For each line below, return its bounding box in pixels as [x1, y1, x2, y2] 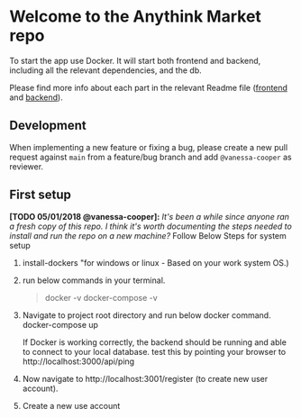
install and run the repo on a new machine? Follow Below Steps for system [9, 230, 287, 241]
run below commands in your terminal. [22, 275, 166, 286]
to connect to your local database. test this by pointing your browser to [22, 346, 287, 357]
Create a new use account [22, 400, 121, 411]
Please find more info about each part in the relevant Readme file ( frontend [9, 82, 288, 93]
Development [9, 118, 87, 133]
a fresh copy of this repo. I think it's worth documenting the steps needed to [9, 221, 293, 232]
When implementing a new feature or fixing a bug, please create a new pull [9, 141, 288, 152]
